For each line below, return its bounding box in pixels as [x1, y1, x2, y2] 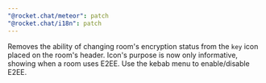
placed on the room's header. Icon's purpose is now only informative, [7, 50, 239, 60]
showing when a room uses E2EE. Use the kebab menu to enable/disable [7, 58, 251, 68]
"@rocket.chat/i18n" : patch [7, 19, 102, 27]
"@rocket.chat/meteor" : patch [7, 11, 110, 20]
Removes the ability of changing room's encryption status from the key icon [7, 41, 259, 51]
